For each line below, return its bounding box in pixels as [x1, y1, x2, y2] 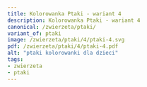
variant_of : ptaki [7, 29, 61, 37]
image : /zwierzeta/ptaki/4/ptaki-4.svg [7, 36, 125, 43]
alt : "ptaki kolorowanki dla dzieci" [7, 50, 119, 57]
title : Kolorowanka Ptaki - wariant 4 [7, 10, 122, 18]
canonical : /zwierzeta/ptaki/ [7, 23, 97, 30]
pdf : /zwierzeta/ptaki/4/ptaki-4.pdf [7, 43, 119, 50]
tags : [7, 56, 23, 63]
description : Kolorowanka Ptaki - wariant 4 [7, 17, 141, 24]
